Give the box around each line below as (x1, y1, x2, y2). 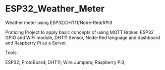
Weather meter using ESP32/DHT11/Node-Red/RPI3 (5, 19, 113, 25)
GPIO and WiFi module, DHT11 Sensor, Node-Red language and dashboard (5, 34, 160, 40)
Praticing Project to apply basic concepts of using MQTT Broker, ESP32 (5, 29, 154, 35)
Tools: (5, 49, 18, 55)
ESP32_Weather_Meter (5, 3, 105, 14)
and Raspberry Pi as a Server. (5, 39, 67, 45)
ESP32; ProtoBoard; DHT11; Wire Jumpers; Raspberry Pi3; (5, 59, 126, 65)
